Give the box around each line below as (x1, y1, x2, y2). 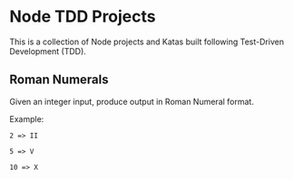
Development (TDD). (9, 45, 86, 56)
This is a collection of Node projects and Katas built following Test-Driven (9, 36, 284, 47)
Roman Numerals (9, 72, 109, 88)
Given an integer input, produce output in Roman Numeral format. (9, 96, 254, 107)
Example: (9, 113, 44, 124)
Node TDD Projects (9, 6, 156, 27)
